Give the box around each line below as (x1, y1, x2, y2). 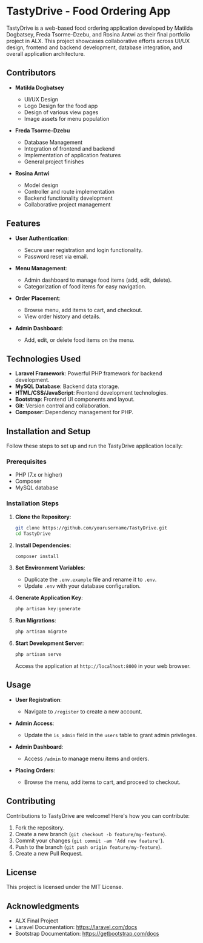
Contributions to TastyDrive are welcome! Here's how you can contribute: (6, 812, 190, 819)
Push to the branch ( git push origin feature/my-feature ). (15, 843, 162, 851)
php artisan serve (15, 652, 62, 658)
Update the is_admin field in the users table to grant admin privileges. (24, 731, 198, 738)
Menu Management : (15, 264, 68, 271)
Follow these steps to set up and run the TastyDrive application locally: (6, 442, 183, 450)
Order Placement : (15, 294, 61, 302)
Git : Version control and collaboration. (15, 402, 110, 409)
